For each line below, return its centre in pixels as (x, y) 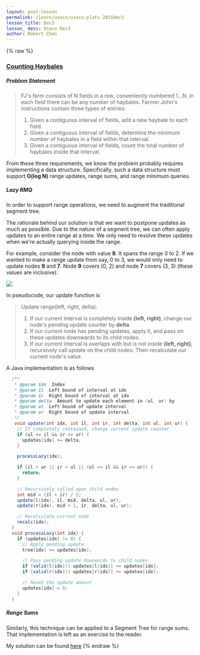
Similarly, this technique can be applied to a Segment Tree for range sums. (98, 628)
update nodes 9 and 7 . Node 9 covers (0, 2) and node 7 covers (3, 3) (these (99, 266)
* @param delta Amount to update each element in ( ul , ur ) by (94, 401)
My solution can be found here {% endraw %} (63, 645)
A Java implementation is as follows (50, 368)
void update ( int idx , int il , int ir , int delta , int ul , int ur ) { (101, 423)
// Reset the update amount (57, 583)
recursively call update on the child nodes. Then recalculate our (108, 350)
